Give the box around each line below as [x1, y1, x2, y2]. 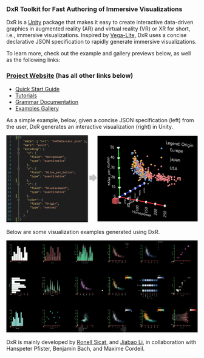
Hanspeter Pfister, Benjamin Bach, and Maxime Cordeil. [6, 345, 145, 353]
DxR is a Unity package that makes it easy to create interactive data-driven [6, 19, 194, 26]
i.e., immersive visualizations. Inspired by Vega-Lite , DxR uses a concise [6, 32, 187, 39]
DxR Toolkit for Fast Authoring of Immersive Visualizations [6, 5, 183, 13]
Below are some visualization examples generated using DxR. [6, 229, 160, 236]
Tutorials [15, 92, 38, 99]
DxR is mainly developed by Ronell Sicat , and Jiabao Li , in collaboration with [6, 339, 197, 346]
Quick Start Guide [15, 85, 60, 92]
